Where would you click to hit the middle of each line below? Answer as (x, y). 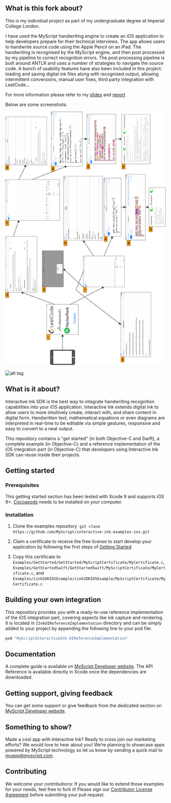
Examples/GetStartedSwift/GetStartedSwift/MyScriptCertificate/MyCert (89, 568)
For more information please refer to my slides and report (65, 94)
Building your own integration (53, 600)
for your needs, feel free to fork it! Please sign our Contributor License (79, 789)
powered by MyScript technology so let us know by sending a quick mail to (84, 750)
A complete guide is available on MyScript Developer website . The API (79, 666)
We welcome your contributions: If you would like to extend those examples (84, 784)
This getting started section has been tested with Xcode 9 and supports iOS (85, 496)
